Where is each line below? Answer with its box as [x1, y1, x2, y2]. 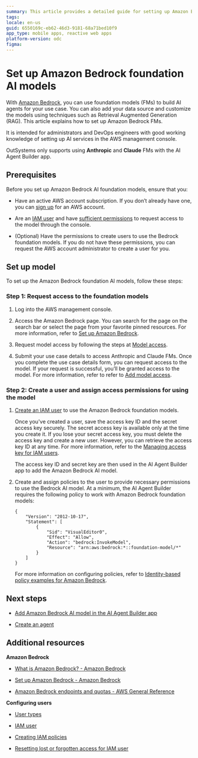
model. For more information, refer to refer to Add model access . [14, 371, 172, 378]
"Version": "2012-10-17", [25, 514, 90, 520]
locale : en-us [6, 19, 41, 25]
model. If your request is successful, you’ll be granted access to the [14, 365, 180, 372]
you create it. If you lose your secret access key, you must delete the [14, 431, 182, 438]
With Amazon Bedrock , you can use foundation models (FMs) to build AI [6, 98, 181, 106]
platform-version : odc [6, 36, 62, 42]
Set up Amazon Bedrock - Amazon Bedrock [14, 676, 121, 683]
